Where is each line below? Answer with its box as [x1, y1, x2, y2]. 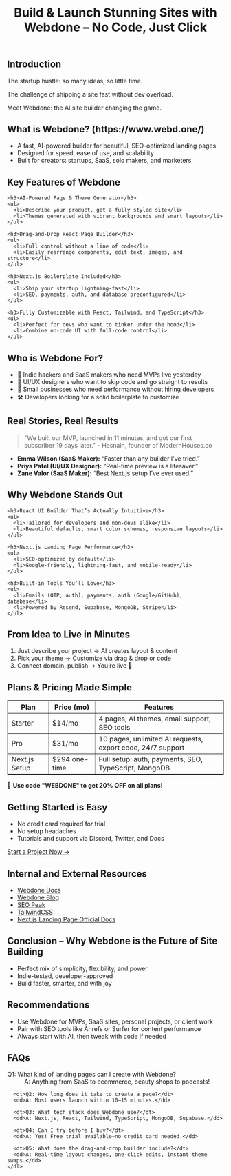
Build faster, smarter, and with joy [16, 979, 112, 987]
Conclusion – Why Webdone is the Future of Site [7, 935, 218, 947]
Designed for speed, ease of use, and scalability [16, 149, 155, 157]
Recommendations [7, 999, 90, 1011]
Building [7, 946, 43, 958]
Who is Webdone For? [7, 352, 104, 363]
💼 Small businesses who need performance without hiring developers [16, 385, 214, 394]
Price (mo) [54, 702, 90, 712]
